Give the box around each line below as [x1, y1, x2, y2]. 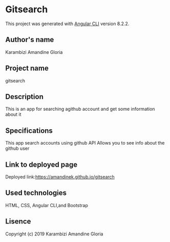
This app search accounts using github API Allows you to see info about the [5, 140, 165, 146]
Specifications [5, 126, 53, 135]
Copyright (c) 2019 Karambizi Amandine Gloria [5, 231, 103, 237]
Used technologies [5, 189, 67, 197]
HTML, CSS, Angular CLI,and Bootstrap [5, 202, 89, 208]
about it [5, 111, 22, 117]
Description [5, 92, 44, 101]
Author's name [5, 35, 54, 44]
